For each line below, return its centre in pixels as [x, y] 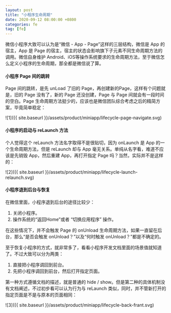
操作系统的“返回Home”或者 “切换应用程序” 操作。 [64, 219]
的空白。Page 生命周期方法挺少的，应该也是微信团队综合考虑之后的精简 [81, 101]
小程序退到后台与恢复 [28, 190]
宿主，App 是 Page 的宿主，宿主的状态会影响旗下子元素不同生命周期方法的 [84, 51]
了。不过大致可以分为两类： [34, 254]
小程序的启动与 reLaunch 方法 [37, 130]
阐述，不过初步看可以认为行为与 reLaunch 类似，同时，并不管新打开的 [92, 288]
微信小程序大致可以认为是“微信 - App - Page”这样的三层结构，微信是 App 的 [85, 44]
